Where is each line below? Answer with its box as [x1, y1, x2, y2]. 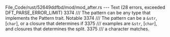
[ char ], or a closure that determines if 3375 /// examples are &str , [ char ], [5, 20, 157, 26]
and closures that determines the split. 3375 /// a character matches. [5, 26, 150, 32]
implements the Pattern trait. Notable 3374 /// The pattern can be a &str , [5, 15, 157, 21]
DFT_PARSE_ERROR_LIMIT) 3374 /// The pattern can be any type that [5, 10, 151, 16]
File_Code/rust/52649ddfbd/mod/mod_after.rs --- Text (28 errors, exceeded [5, 5, 165, 10]
